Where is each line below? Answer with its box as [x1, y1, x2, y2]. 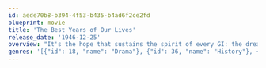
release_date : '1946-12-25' [8, 33, 101, 41]
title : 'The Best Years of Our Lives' [8, 26, 136, 34]
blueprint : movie [8, 19, 66, 27]
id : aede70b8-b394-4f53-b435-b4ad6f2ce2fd [8, 11, 150, 20]
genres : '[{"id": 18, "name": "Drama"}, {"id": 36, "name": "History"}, [8, 48, 253, 55]
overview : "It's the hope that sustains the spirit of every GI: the [8, 41, 243, 48]
